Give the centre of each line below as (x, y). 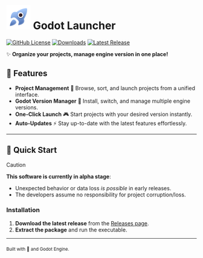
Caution (16, 164)
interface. (27, 94)
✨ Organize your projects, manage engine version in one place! (87, 54)
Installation (23, 210)
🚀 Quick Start (32, 150)
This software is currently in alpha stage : (59, 176)
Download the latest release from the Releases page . (82, 223)
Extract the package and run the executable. (71, 230)
